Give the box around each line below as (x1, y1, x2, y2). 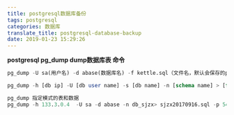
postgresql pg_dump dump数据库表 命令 (7, 56, 125, 64)
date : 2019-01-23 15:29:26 (7, 36, 86, 43)
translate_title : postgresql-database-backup (7, 29, 141, 37)
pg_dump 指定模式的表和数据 (7, 94, 79, 101)
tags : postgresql (7, 17, 58, 24)
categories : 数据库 (7, 23, 61, 30)
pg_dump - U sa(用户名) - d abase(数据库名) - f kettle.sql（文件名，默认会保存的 (7, 70, 226, 77)
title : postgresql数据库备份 (7, 10, 87, 17)
